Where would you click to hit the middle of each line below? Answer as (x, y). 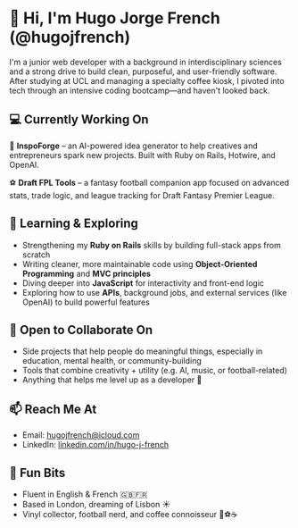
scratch (36, 255)
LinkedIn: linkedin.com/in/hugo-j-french (95, 445)
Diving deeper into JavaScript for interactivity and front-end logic (143, 283)
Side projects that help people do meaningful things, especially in (142, 351)
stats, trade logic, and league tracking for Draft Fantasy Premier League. (142, 195)
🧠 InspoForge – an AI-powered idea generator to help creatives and (134, 146)
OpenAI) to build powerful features (86, 302)
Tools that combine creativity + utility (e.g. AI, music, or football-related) (155, 371)
